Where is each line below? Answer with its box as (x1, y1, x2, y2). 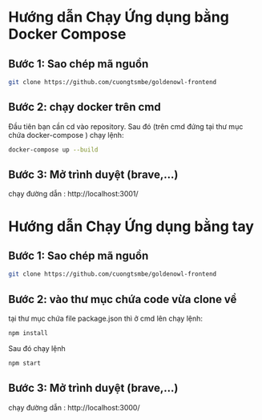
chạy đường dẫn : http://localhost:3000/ (8, 402, 140, 412)
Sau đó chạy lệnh (8, 343, 66, 353)
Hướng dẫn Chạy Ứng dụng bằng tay (8, 217, 255, 236)
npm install (8, 329, 48, 337)
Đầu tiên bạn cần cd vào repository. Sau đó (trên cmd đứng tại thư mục (8, 121, 244, 131)
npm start (8, 359, 42, 367)
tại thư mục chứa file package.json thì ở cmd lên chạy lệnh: (8, 313, 203, 324)
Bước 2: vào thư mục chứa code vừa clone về (8, 293, 237, 306)
